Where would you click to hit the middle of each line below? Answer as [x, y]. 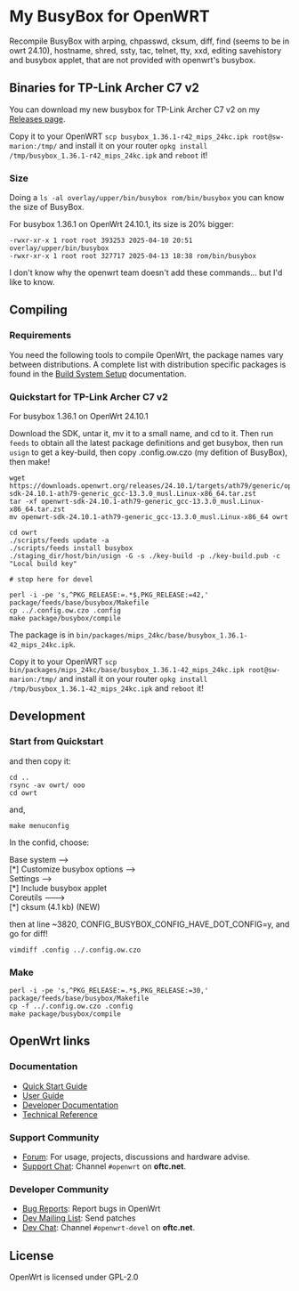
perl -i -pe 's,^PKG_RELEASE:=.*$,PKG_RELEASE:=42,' [109, 595]
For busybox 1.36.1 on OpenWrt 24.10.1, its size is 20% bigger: [121, 224]
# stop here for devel [51, 580]
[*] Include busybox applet [58, 888]
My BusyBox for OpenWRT [110, 16]
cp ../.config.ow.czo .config [65, 611]
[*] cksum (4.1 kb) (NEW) [55, 906]
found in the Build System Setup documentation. [98, 373]
